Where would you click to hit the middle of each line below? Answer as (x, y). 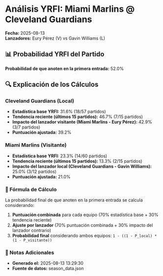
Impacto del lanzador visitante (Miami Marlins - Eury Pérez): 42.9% (82, 122)
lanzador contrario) (32, 230)
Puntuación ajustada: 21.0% (41, 176)
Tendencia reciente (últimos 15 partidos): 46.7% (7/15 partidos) (78, 117)
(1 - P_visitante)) (32, 240)
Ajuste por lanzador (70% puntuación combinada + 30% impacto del (82, 225)
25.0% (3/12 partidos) (34, 171)
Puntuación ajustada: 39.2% (42, 132)
